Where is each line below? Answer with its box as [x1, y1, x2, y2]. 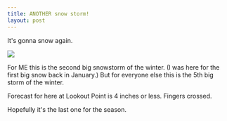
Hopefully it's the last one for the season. [7, 105, 127, 113]
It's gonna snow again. [7, 36, 73, 44]
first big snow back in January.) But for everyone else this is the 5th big [7, 70, 214, 79]
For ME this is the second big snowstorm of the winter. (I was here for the [7, 63, 220, 71]
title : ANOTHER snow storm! [7, 10, 90, 18]
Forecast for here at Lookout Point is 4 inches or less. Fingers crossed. [7, 91, 212, 100]
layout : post [7, 17, 46, 24]
